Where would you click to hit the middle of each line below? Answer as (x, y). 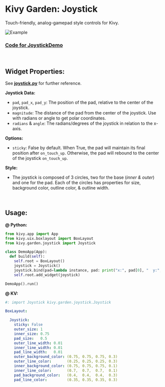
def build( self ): (27, 257)
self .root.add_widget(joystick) (47, 275)
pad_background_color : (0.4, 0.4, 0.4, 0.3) (66, 375)
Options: (14, 138)
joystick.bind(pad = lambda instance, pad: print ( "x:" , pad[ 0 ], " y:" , (88, 270)
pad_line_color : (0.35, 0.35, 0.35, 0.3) (66, 380)
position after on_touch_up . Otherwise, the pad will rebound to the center (85, 153)
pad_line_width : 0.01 (38, 352)
